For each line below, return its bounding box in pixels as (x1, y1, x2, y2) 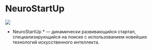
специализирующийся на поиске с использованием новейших (12, 34, 147, 40)
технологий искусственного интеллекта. (12, 39, 100, 45)
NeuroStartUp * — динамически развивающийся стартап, (12, 28, 136, 35)
